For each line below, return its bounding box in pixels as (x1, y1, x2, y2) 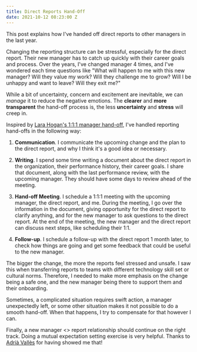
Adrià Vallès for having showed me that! (6, 338, 103, 346)
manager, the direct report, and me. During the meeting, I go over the (14, 199, 182, 206)
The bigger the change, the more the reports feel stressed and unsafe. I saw (6, 259, 191, 267)
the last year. (6, 37, 38, 44)
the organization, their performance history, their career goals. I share (14, 163, 184, 170)
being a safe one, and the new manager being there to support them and (6, 278, 182, 285)
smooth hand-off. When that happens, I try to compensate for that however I (6, 308, 191, 315)
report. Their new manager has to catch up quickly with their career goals (6, 54, 185, 61)
